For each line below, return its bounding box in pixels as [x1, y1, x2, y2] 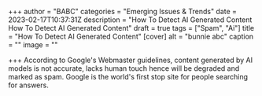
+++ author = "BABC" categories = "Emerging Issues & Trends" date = [8, 7, 238, 16]
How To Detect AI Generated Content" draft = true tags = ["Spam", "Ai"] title [8, 24, 255, 32]
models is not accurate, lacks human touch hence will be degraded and [8, 64, 240, 73]
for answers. [8, 80, 49, 90]
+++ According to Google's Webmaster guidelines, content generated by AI [8, 55, 253, 65]
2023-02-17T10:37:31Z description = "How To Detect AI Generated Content [8, 15, 253, 24]
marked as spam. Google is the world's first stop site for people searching [8, 72, 249, 81]
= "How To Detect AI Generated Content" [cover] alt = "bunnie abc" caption [8, 31, 254, 41]
